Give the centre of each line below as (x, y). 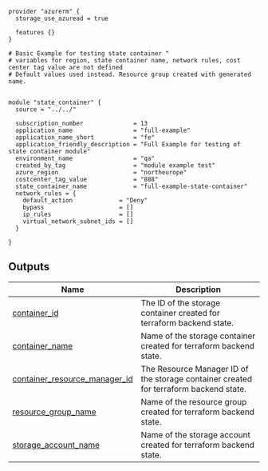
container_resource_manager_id (73, 378)
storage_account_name (56, 445)
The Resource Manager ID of (195, 369)
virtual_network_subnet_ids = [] (78, 222)
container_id (35, 313)
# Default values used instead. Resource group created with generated (130, 74)
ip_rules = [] (78, 214)
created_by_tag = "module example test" (116, 166)
